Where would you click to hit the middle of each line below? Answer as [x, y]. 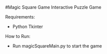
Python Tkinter [28, 26]
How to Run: [18, 36]
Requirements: [20, 17]
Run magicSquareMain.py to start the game [57, 46]
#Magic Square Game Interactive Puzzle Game [53, 7]
